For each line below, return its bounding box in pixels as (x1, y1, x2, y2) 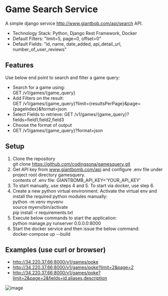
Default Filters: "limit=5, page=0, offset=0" (12, 35, 102, 42)
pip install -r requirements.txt (12, 209, 73, 215)
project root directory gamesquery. (12, 171, 86, 178)
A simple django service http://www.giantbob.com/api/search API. (5, 20, 143, 26)
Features (5, 61, 34, 69)
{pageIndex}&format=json (12, 105, 67, 112)
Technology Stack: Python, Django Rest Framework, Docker (12, 30, 137, 36)
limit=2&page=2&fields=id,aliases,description (12, 275, 107, 281)
